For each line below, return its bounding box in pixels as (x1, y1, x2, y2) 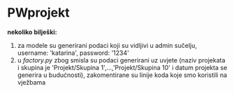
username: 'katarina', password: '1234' (17, 49, 129, 57)
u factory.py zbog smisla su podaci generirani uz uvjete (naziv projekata (17, 56, 226, 64)
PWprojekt (7, 5, 70, 21)
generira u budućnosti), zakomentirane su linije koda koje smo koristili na (17, 71, 228, 79)
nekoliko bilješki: (7, 28, 57, 36)
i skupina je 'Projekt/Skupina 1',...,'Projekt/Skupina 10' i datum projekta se (17, 63, 228, 71)
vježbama (17, 78, 46, 86)
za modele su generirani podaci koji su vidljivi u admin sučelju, (17, 41, 197, 49)
